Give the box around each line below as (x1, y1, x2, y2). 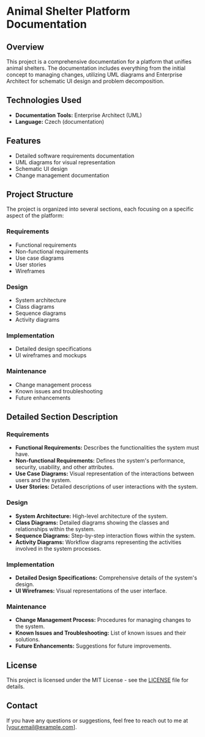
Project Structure (6, 189, 73, 200)
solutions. (15, 636, 40, 643)
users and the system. (15, 477, 72, 484)
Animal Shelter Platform (6, 4, 130, 18)
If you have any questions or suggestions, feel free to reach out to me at (6, 717, 188, 724)
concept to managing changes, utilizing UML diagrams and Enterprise (6, 71, 182, 78)
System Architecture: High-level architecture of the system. (15, 512, 168, 520)
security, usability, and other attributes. (15, 464, 114, 471)
